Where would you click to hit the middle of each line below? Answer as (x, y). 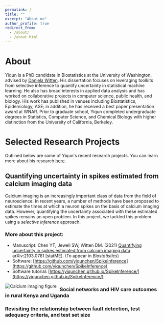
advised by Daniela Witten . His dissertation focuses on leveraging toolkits (79, 80)
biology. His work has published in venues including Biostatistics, (71, 101)
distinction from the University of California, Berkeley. (59, 122)
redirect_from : (21, 28)
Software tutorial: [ (31, 271)
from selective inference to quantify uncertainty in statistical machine (75, 85)
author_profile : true (27, 23)
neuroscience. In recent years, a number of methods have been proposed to (82, 201)
